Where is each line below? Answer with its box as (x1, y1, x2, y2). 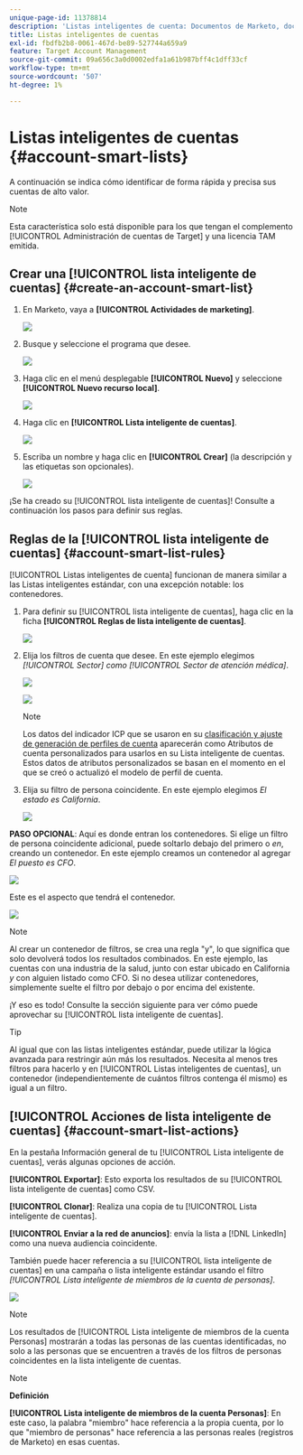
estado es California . (22, 794, 101, 805)
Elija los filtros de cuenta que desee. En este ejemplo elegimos (22, 650, 255, 661)
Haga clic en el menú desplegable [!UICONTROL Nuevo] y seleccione (22, 373, 282, 384)
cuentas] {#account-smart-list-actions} (9, 1123, 240, 1138)
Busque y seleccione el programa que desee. (22, 339, 191, 350)
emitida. (9, 240, 40, 251)
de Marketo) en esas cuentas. (9, 1437, 120, 1447)
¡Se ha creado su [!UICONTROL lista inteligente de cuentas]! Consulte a (9, 496, 275, 507)
